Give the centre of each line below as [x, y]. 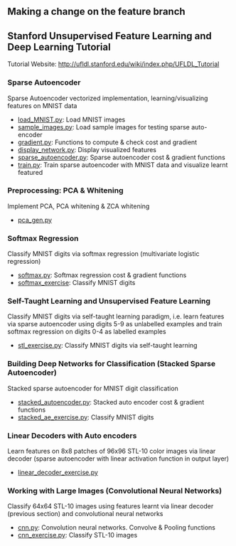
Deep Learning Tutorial [59, 47]
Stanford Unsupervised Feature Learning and [109, 36]
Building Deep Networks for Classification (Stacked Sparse [111, 364]
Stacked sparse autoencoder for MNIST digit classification [93, 388]
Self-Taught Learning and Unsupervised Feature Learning [109, 301]
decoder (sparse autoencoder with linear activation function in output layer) [118, 459]
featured [30, 172]
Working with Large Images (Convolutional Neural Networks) [115, 491]
